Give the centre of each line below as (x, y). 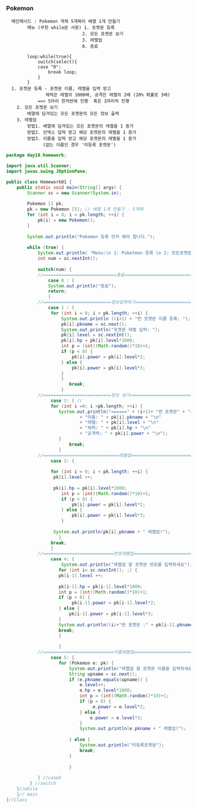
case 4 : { (63, 559)
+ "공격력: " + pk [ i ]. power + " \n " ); (124, 433)
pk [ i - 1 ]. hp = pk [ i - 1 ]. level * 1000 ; (101, 586)
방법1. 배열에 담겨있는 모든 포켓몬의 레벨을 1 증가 (80, 126)
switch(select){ (57, 62)
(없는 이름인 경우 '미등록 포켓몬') (79, 145)
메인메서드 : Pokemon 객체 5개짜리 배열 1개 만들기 (66, 22)
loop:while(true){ (50, 57)
